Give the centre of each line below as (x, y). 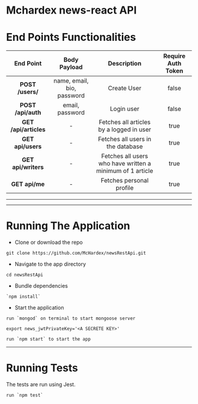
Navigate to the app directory (50, 264)
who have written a (125, 164)
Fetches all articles (125, 122)
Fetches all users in (125, 139)
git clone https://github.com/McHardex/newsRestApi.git (76, 253)
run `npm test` (25, 395)
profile (125, 188)
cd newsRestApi (25, 275)
